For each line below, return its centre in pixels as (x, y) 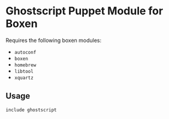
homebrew (25, 65)
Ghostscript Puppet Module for (84, 11)
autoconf (25, 52)
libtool (24, 71)
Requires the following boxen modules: (54, 40)
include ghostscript (31, 110)
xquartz (24, 78)
